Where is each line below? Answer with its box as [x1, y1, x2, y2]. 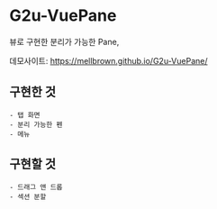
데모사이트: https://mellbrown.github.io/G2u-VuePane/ [9, 55, 208, 66]
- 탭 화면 [9, 110, 41, 120]
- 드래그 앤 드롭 [9, 182, 63, 192]
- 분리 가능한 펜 [9, 120, 63, 129]
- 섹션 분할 [9, 192, 47, 201]
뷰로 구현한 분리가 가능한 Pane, [9, 36, 120, 47]
